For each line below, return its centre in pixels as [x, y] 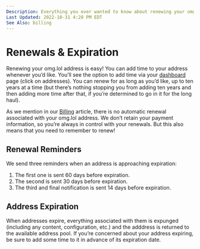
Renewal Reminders [44, 149]
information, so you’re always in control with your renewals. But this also [95, 124]
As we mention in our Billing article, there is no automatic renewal [86, 112]
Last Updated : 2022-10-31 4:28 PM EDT [54, 17]
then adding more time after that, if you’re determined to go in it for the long [99, 94]
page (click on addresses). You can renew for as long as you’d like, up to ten [100, 81]
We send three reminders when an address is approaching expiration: [92, 163]
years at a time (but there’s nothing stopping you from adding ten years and [99, 87]
